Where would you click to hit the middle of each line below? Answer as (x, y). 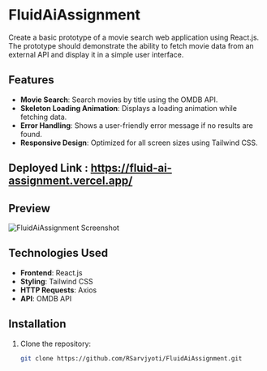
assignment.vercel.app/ (71, 181)
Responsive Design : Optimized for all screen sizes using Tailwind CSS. (139, 143)
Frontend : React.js (51, 272)
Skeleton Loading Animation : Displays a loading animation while (129, 108)
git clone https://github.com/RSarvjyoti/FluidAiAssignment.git (131, 358)
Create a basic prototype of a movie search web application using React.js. (134, 37)
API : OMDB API (46, 298)
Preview (30, 208)
